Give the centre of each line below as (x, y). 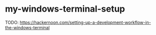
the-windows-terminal (27, 27)
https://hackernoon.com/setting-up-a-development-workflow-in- (85, 22)
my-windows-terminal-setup (65, 9)
